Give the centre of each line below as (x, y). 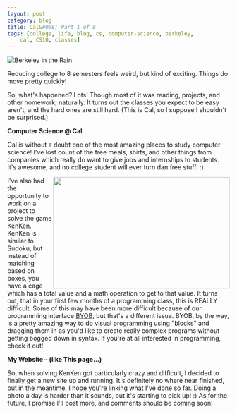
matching (21, 263)
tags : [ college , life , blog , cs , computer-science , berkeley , (101, 34)
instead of (22, 256)
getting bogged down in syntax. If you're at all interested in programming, (114, 339)
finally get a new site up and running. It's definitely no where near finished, (116, 381)
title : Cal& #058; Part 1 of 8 (52, 27)
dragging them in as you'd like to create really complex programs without (114, 331)
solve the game (30, 219)
